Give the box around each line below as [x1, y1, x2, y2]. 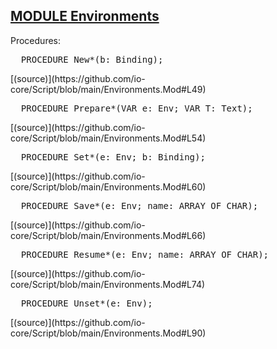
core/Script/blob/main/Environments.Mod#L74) [10, 278, 206, 290]
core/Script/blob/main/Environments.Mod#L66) [10, 229, 207, 241]
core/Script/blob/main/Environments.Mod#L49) [10, 83, 207, 95]
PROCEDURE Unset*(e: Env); [20, 297, 153, 309]
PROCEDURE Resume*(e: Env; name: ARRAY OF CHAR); [20, 249, 270, 260]
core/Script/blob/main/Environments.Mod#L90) [10, 327, 207, 339]
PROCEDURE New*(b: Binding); [20, 54, 164, 65]
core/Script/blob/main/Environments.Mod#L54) [10, 132, 207, 144]
